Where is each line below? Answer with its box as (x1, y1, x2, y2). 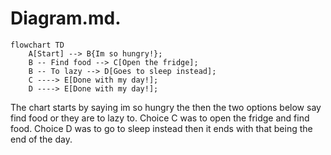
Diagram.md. (10, 7, 122, 30)
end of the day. (10, 133, 73, 145)
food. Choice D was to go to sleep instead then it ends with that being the (10, 122, 313, 134)
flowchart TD (10, 40, 65, 50)
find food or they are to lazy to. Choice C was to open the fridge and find (10, 112, 310, 124)
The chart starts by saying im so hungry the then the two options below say (10, 101, 322, 113)
